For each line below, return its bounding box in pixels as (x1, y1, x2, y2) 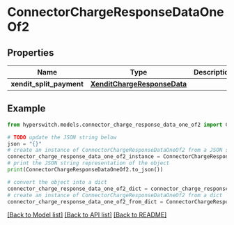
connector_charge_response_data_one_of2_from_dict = (7, 198, 164, 205)
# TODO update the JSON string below (7, 134, 117, 141)
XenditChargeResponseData (90, 79, 187, 88)
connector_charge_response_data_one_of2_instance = (7, 153, 160, 160)
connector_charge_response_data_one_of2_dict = (7, 185, 148, 192)
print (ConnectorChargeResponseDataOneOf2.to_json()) (7, 166, 164, 173)
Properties (7, 47, 54, 59)
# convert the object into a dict (7, 178, 108, 185)
